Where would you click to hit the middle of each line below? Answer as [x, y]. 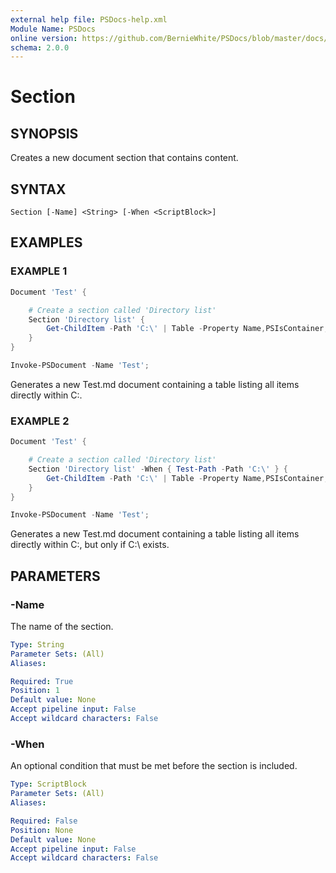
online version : [44, 38]
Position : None [42, 830]
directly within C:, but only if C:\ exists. [90, 545]
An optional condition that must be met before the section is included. [154, 766]
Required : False [44, 821]
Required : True [42, 681]
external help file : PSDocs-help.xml [89, 19]
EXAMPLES [46, 242]
